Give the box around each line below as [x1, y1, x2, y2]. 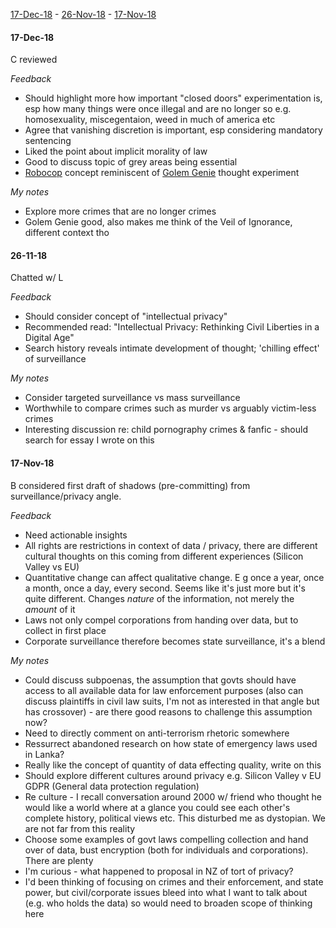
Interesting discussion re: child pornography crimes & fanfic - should [24, 424, 309, 436]
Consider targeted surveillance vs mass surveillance [24, 392, 241, 404]
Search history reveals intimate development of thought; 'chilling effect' [24, 342, 320, 354]
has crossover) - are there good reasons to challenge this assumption [24, 705, 313, 718]
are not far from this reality [24, 822, 136, 834]
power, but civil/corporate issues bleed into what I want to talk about [24, 886, 308, 898]
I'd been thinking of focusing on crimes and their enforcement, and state [24, 875, 324, 888]
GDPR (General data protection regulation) [24, 780, 200, 792]
